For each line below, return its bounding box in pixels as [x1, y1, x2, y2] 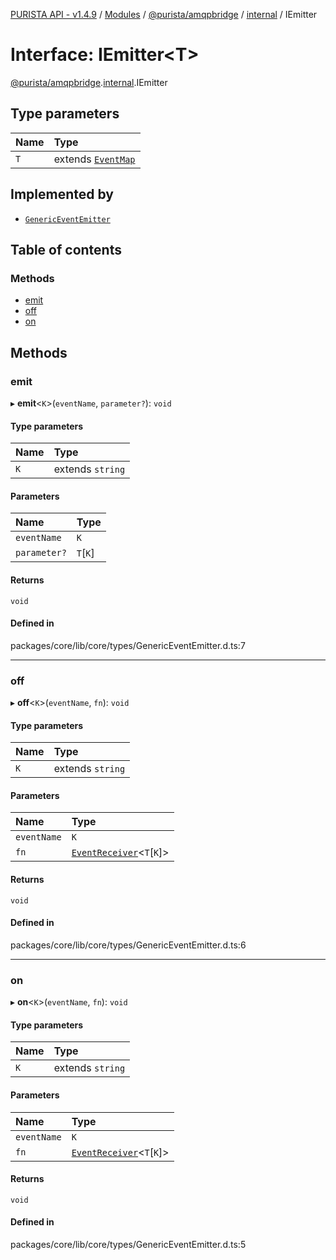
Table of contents [10, 241, 122, 258]
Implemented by [10, 186, 114, 203]
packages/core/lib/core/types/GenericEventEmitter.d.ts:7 [10, 639, 246, 651]
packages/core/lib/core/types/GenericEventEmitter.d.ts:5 [10, 1238, 247, 1250]
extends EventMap [53, 152, 136, 166]
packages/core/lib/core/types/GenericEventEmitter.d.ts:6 [10, 939, 247, 951]
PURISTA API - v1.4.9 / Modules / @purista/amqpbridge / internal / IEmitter [10, 9, 318, 20]
